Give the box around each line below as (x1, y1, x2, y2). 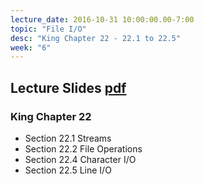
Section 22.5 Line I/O (24, 164, 112, 176)
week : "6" (10, 42, 52, 53)
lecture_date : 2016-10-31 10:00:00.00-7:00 (10, 14, 195, 25)
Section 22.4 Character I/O (24, 153, 137, 165)
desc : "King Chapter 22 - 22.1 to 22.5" (10, 33, 182, 43)
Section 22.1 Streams (24, 132, 112, 144)
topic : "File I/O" (10, 24, 87, 34)
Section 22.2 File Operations (24, 142, 143, 155)
